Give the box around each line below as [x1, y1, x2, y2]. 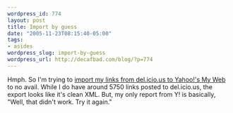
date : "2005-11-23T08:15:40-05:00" [7, 29, 112, 37]
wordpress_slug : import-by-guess [7, 50, 106, 57]
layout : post [7, 17, 46, 24]
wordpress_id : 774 [7, 10, 61, 18]
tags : [7, 36, 23, 44]
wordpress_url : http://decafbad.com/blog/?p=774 [7, 56, 153, 63]
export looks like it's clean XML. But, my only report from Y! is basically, [7, 90, 216, 98]
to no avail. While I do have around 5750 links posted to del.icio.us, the [7, 82, 213, 91]
